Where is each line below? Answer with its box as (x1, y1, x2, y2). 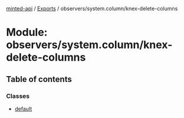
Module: (6, 26, 48, 39)
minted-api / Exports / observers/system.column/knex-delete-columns (6, 5, 178, 12)
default (14, 105, 32, 112)
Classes (6, 91, 30, 100)
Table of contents (6, 74, 72, 84)
